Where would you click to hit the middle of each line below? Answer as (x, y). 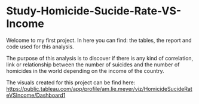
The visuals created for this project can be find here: (71, 82)
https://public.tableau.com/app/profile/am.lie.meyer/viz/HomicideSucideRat (99, 88)
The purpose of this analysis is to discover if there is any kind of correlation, (100, 58)
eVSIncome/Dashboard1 (36, 95)
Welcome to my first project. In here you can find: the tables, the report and (99, 40)
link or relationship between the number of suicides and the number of (93, 65)
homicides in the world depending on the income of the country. (85, 71)
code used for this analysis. (40, 47)
